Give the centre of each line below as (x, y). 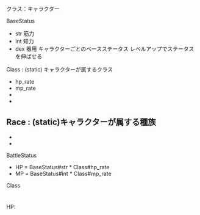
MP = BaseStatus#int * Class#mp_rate (63, 173)
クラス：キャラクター (33, 9)
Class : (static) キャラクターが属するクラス (60, 70)
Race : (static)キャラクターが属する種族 (81, 122)
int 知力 (24, 42)
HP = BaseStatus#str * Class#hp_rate (62, 167)
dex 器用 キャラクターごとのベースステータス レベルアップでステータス (105, 49)
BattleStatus (22, 155)
